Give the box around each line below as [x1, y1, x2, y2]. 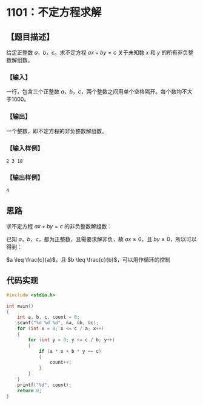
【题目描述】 [6, 32, 55, 42]
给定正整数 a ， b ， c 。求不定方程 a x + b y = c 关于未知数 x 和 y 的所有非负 [6, 49, 188, 56]
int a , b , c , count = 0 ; [17, 314, 80, 321]
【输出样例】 [6, 173, 44, 182]
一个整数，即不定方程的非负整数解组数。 [6, 127, 107, 134]
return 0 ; [17, 387, 42, 393]
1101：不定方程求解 [6, 5, 102, 19]
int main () [6, 303, 34, 309]
